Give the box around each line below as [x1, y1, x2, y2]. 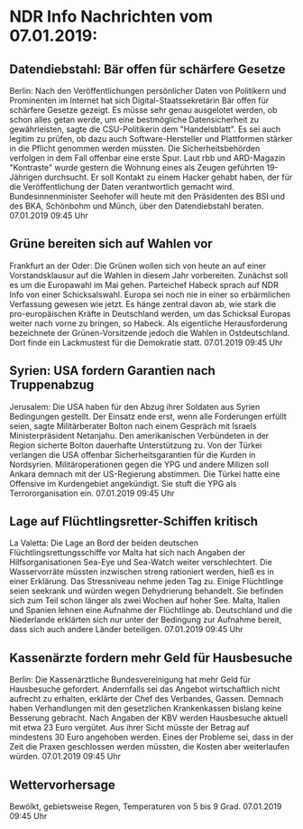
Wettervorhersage [9, 777, 115, 792]
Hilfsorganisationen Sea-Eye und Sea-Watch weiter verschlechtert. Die [9, 557, 272, 568]
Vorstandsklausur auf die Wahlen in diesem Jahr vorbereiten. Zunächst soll [9, 269, 289, 281]
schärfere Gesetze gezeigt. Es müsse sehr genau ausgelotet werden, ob [9, 105, 278, 115]
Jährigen [9, 172, 42, 182]
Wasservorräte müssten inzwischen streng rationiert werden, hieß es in [9, 566, 275, 577]
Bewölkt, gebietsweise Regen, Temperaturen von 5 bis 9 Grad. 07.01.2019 [9, 801, 282, 812]
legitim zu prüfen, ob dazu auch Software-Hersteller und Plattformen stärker [9, 134, 293, 144]
